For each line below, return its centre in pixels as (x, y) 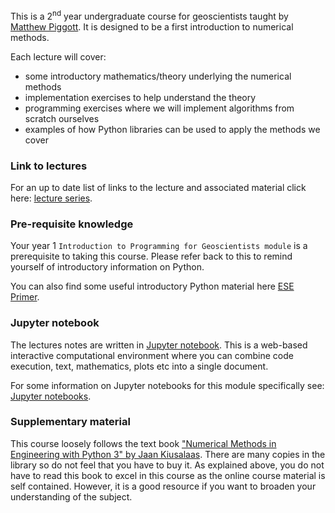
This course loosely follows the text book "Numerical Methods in (143, 443)
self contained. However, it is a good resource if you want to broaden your (163, 486)
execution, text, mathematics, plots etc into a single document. (139, 366)
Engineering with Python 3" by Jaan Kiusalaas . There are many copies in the (168, 454)
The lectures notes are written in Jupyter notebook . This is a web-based (159, 345)
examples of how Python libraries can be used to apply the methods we (172, 129)
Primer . (25, 297)
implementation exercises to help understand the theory (140, 97)
